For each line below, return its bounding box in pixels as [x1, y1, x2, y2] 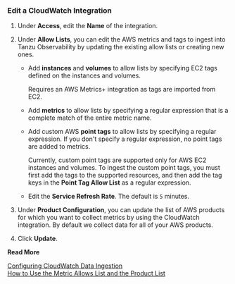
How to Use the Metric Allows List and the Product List [7, 269, 165, 278]
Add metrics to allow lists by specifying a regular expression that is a [27, 106, 229, 115]
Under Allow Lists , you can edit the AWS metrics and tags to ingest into [17, 35, 226, 44]
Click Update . [17, 235, 58, 243]
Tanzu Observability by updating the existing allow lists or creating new [17, 43, 224, 51]
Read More [7, 248, 40, 257]
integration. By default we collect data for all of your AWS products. [17, 221, 213, 229]
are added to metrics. [27, 142, 91, 151]
